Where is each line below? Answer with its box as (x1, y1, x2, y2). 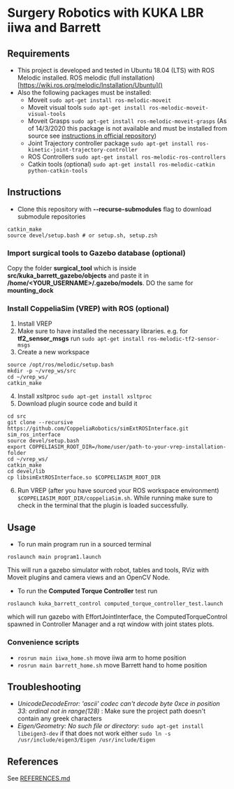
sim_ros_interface (7, 431, 61, 438)
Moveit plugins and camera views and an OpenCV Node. (7, 573, 170, 581)
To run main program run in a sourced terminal (17, 540, 152, 549)
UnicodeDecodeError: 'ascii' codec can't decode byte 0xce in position (17, 700, 220, 708)
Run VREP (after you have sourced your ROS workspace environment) (17, 486, 219, 495)
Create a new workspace (17, 348, 90, 356)
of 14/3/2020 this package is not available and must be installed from (27, 124, 228, 132)
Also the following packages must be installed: (17, 89, 152, 96)
